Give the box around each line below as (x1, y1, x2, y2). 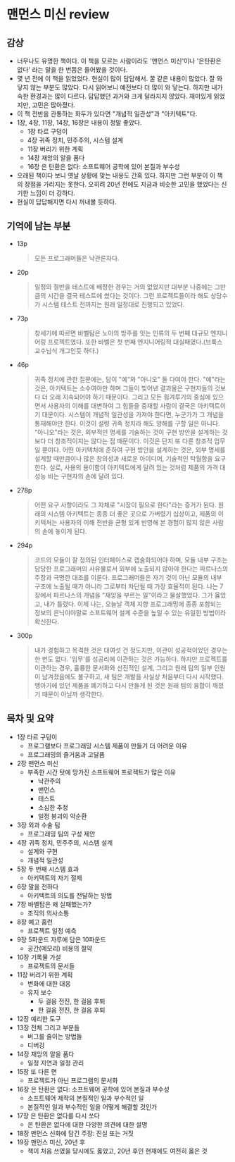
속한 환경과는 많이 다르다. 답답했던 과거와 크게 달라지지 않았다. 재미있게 (16, 92, 212, 100)
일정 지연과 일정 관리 (27, 1058, 84, 1067)
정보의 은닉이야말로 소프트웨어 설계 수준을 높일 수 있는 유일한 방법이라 (34, 608, 227, 617)
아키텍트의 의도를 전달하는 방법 (27, 891, 113, 899)
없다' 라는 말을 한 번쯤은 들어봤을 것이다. (16, 66, 128, 74)
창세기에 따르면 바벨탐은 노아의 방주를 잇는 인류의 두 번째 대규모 (34, 328, 209, 337)
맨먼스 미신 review (6, 6, 110, 23)
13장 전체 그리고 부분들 (16, 1023, 80, 1032)
